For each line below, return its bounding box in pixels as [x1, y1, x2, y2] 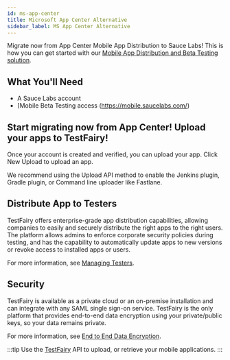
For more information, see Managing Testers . [7, 259, 135, 267]
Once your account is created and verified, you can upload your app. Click [7, 150, 218, 158]
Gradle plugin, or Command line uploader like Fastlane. [7, 178, 163, 186]
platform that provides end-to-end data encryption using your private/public [7, 311, 222, 320]
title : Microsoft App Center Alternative [7, 16, 128, 23]
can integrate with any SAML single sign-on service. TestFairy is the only [7, 304, 214, 312]
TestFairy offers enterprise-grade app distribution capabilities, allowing [7, 216, 208, 224]
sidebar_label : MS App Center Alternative [7, 23, 130, 29]
